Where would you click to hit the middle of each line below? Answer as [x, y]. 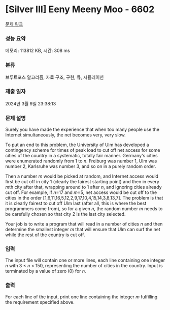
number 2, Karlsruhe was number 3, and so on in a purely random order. [81, 166]
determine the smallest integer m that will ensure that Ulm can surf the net [83, 230]
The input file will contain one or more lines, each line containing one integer [85, 260]
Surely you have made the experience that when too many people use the [82, 130]
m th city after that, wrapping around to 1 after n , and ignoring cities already [83, 187]
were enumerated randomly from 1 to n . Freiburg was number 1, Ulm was [81, 161]
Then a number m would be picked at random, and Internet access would [82, 176]
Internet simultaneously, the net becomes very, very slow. [65, 135]
